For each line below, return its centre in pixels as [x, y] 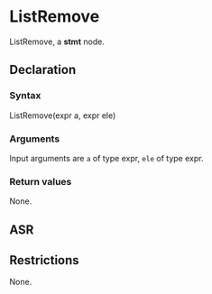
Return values [41, 181]
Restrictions [44, 260]
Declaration [43, 70]
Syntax [25, 96]
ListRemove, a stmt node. [57, 41]
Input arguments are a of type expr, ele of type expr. [106, 158]
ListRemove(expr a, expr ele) [63, 115]
